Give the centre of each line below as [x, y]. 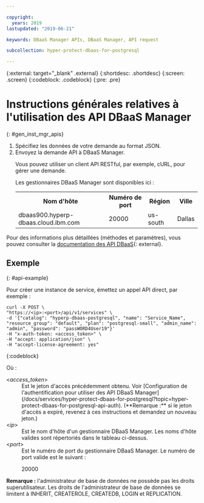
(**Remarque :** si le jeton [158, 405]
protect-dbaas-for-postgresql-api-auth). [72, 405]
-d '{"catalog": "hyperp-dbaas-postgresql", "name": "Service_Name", [96, 318]
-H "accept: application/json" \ [49, 339]
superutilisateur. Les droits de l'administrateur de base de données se [93, 487]
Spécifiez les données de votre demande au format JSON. [88, 146]
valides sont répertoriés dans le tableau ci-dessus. [85, 438]
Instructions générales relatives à [93, 104]
